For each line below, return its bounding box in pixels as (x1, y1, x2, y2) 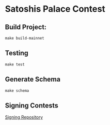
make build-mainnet (5, 36, 45, 41)
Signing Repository (5, 114, 43, 120)
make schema (5, 88, 29, 93)
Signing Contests (5, 102, 59, 110)
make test (5, 62, 25, 67)
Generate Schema (5, 75, 61, 83)
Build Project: (5, 23, 47, 31)
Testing (5, 49, 29, 57)
